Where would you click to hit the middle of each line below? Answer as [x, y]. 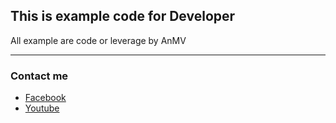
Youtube [42, 108]
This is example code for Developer [123, 16]
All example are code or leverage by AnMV [98, 40]
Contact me [39, 76]
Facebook [45, 98]
